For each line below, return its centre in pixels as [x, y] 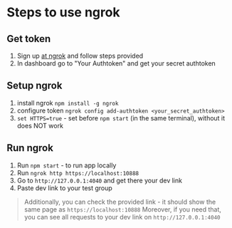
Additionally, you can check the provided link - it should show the [120, 202]
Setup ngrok [35, 86]
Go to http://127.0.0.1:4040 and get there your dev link [100, 180]
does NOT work [40, 125]
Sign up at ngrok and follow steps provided [80, 56]
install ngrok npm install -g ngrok [68, 103]
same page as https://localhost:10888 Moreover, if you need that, [123, 209]
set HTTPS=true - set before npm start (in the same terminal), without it [121, 118]
